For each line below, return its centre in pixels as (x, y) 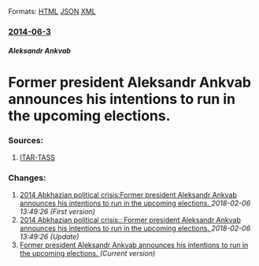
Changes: (27, 178)
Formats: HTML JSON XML (52, 11)
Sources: (26, 140)
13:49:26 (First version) (57, 212)
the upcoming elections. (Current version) (87, 253)
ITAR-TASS (37, 157)
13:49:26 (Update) (49, 237)
